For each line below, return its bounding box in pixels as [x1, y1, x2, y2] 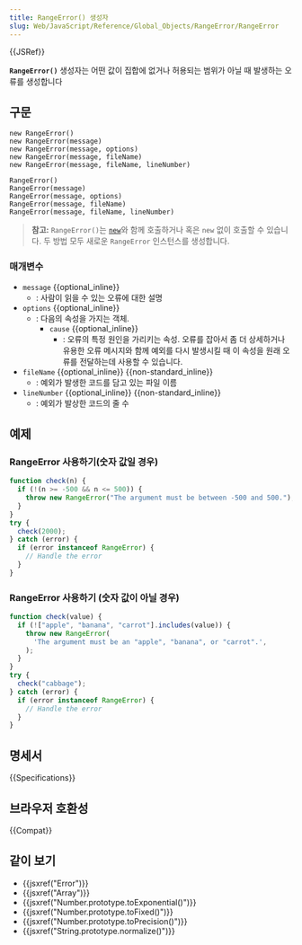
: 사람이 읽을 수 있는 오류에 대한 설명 [35, 292, 164, 303]
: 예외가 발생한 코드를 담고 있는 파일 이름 [35, 376, 178, 387]
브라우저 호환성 [9, 800, 89, 816]
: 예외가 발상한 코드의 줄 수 [35, 397, 129, 409]
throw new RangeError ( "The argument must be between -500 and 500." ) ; [25, 493, 296, 503]
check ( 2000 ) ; [17, 526, 67, 535]
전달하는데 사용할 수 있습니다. [79, 356, 183, 367]
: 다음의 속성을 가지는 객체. [35, 313, 130, 323]
